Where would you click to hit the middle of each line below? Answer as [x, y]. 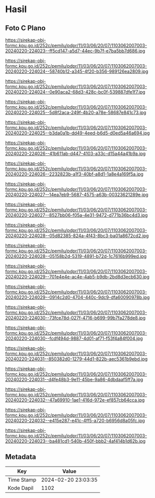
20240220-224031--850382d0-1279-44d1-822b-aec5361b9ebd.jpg [76, 359]
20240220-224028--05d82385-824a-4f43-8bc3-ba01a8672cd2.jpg [77, 236]
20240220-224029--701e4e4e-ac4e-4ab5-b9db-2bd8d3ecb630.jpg [77, 277]
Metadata [21, 457]
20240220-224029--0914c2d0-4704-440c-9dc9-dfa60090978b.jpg [77, 297]
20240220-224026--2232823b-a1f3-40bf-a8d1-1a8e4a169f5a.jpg [74, 174]
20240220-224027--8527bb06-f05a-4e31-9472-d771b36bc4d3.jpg [76, 215]
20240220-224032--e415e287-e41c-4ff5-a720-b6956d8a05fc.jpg [75, 420]
